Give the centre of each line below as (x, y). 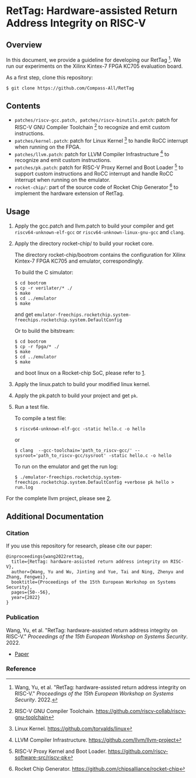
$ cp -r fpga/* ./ (37, 346)
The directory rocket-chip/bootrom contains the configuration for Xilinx (100, 254)
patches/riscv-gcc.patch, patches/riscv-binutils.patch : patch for (96, 120)
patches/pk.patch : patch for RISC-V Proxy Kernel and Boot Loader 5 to (99, 167)
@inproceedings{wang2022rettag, (45, 557)
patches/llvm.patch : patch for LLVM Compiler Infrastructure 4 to (92, 153)
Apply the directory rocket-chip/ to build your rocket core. (84, 243)
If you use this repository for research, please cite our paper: (79, 546)
